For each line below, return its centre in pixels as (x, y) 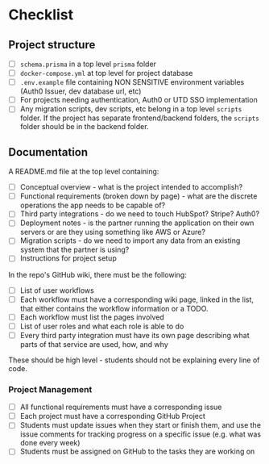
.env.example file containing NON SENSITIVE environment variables (132, 82)
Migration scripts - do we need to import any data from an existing (130, 240)
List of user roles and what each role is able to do (102, 326)
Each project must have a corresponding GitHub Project (112, 416)
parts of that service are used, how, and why (94, 344)
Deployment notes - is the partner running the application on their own (137, 223)
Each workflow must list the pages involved (92, 317)
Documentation (48, 152)
